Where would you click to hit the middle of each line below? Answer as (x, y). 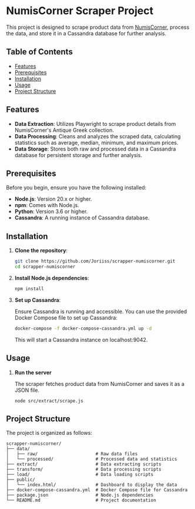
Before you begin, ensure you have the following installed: (76, 188)
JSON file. (27, 390)
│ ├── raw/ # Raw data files (72, 454)
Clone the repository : (41, 251)
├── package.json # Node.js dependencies (80, 495)
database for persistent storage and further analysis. (78, 155)
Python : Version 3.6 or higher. (51, 212)
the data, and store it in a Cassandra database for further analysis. (86, 33)
